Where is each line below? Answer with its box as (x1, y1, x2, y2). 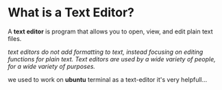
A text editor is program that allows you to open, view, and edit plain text (8, 27, 213, 35)
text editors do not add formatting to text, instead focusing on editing (8, 48, 203, 56)
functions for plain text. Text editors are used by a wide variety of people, (8, 55, 217, 63)
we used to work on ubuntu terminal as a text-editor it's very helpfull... (8, 75, 208, 83)
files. (8, 34, 22, 42)
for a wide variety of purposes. (8, 62, 95, 70)
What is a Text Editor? (8, 5, 135, 20)
